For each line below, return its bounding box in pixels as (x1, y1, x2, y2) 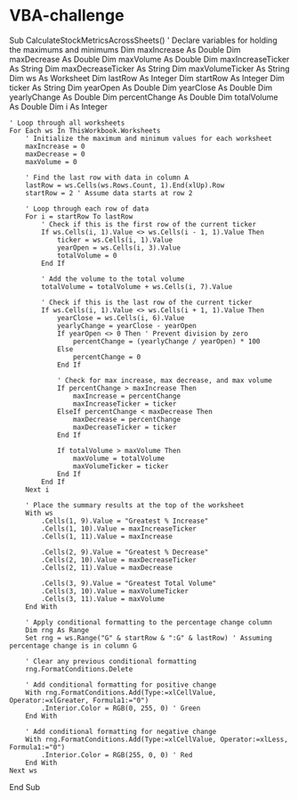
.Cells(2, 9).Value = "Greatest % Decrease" (41, 548, 209, 557)
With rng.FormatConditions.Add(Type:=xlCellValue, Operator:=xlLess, (25, 735, 289, 744)
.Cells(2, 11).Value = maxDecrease (41, 563, 173, 572)
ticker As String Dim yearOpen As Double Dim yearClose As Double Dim (9, 82, 273, 93)
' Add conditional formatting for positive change (25, 680, 217, 689)
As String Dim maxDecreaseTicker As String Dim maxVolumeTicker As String (9, 63, 291, 74)
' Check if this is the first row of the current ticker (41, 219, 256, 228)
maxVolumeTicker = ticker (72, 461, 169, 471)
